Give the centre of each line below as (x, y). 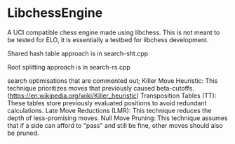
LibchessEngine (55, 13)
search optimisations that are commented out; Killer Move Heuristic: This (113, 80)
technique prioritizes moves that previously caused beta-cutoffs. (101, 88)
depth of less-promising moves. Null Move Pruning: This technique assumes (117, 118)
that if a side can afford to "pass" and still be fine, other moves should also (115, 125)
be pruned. (23, 133)
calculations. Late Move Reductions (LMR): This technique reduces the (109, 110)
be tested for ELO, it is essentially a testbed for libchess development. (108, 39)
